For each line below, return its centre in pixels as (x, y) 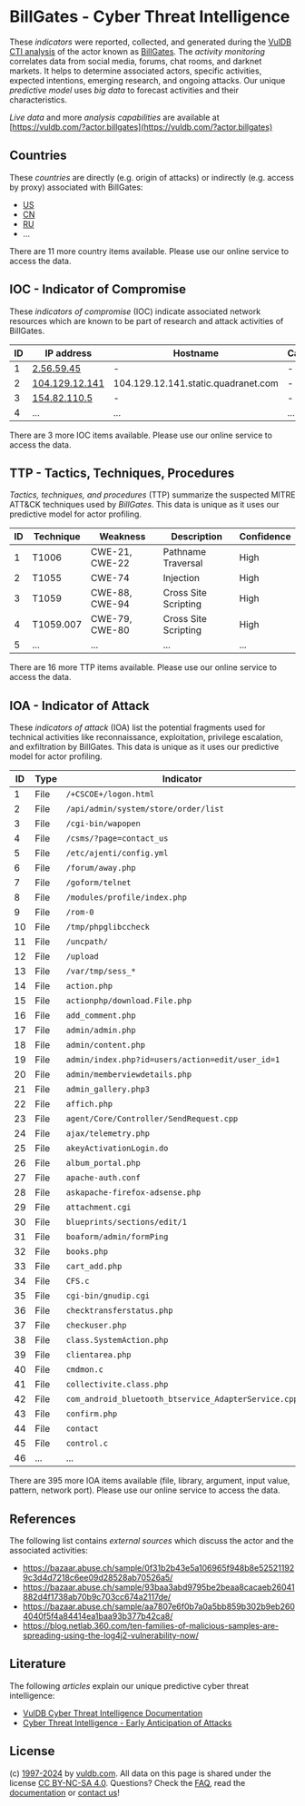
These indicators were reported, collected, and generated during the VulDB (151, 42)
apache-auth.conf (103, 1178)
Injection (181, 578)
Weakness (123, 537)
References (43, 1519)
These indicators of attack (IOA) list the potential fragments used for (138, 727)
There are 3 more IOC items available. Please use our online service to (141, 435)
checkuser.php (96, 1326)
